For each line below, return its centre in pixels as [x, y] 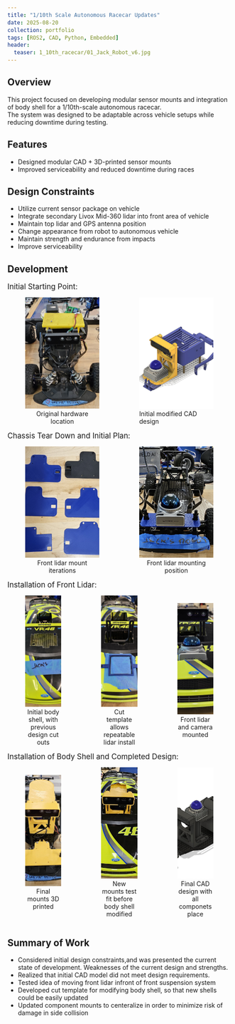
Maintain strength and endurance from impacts [87, 239]
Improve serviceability [50, 246]
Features [27, 145]
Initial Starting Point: [43, 287]
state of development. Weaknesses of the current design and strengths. [123, 968]
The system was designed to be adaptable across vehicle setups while [111, 115]
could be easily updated [53, 998]
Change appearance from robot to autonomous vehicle [98, 231]
